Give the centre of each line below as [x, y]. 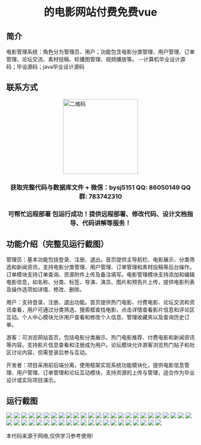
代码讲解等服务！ [106, 223]
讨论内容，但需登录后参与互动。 [51, 352]
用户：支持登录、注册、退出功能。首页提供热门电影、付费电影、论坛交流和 [98, 302]
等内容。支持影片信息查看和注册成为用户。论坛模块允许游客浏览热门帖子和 [98, 345]
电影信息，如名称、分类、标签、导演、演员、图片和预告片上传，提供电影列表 [100, 282]
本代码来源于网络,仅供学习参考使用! [50, 436]
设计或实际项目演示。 [32, 380]
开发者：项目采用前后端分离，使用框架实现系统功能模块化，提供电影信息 [95, 365]
